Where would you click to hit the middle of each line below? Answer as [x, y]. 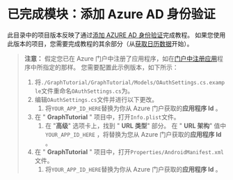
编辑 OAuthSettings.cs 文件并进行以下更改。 [96, 99]
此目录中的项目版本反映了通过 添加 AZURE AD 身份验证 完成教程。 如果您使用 [116, 35]
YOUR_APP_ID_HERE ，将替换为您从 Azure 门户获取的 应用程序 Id [133, 134]
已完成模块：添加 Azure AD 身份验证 [111, 14]
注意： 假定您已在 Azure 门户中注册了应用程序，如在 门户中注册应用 [121, 58]
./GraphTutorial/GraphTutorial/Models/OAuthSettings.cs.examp [132, 82]
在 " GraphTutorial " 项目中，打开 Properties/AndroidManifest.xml [129, 151]
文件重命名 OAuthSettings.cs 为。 [87, 91]
